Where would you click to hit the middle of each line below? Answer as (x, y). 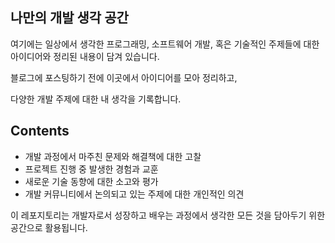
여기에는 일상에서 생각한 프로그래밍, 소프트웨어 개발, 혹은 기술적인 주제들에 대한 (165, 44)
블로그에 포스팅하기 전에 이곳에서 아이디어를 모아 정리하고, (124, 77)
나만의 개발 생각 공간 (69, 18)
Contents (40, 131)
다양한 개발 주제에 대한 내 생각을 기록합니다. (96, 99)
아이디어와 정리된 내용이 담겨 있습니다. (85, 56)
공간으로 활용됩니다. (49, 227)
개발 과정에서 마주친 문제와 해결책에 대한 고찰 (113, 156)
